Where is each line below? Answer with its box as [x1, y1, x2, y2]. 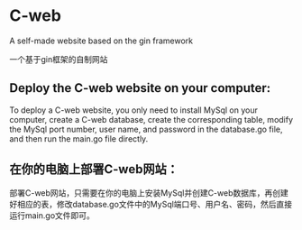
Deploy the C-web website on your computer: [9, 80, 271, 96]
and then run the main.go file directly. [9, 133, 149, 144]
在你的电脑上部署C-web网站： [9, 161, 178, 177]
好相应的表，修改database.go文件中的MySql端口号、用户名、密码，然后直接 [9, 198, 293, 209]
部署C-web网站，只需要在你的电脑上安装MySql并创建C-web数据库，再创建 [9, 187, 288, 198]
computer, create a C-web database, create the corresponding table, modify [9, 114, 294, 124]
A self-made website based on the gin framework [9, 35, 194, 46]
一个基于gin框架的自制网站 [9, 53, 108, 64]
